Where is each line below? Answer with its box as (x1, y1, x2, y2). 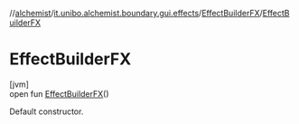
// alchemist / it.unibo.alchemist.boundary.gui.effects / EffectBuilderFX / (9, 8, 264, 18)
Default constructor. (9, 106, 84, 117)
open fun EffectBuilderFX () (9, 88, 110, 99)
